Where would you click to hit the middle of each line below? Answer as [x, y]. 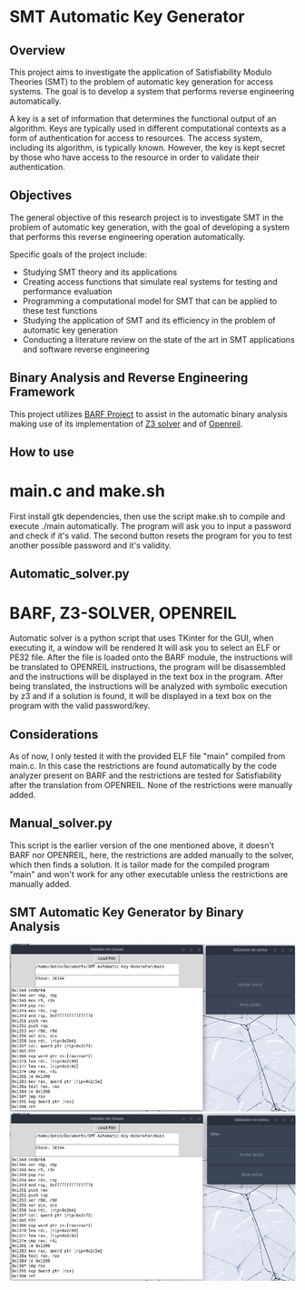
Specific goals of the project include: [78, 254]
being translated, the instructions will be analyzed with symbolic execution [148, 686]
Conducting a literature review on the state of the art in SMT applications [158, 339]
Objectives [41, 196]
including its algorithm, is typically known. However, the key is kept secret [148, 148]
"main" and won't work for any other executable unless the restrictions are [149, 874]
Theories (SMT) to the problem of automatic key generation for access [142, 82]
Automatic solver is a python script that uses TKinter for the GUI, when [142, 638]
